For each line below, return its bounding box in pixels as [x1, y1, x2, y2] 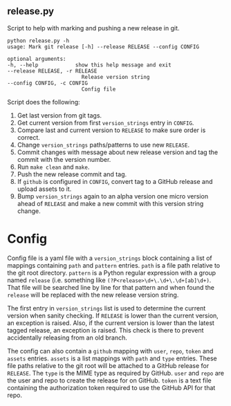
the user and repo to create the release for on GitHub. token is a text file [7, 376, 212, 385]
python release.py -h [7, 37, 70, 44]
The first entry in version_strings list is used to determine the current [7, 304, 206, 312]
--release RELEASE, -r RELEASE [7, 67, 98, 75]
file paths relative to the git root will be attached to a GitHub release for [7, 361, 210, 369]
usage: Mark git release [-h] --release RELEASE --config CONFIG [7, 43, 199, 50]
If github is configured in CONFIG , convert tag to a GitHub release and [17, 177, 213, 185]
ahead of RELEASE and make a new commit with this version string [17, 199, 204, 207]
